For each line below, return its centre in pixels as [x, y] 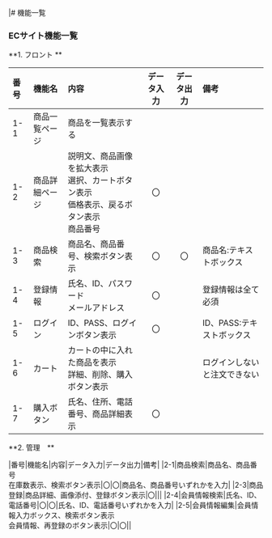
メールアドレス [96, 308]
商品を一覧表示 [96, 123]
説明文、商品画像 [100, 156]
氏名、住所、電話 [100, 402]
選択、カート [92, 180]
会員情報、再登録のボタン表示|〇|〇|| [70, 526]
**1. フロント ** [35, 55]
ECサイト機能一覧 [43, 36]
